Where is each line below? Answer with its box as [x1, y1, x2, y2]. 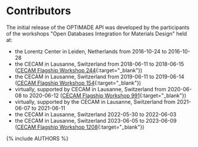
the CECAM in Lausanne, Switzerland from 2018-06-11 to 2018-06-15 [14, 60, 184, 68]
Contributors [6, 4, 71, 18]
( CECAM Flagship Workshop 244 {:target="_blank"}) [14, 66, 143, 73]
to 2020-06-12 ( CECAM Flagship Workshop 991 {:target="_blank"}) [23, 92, 187, 99]
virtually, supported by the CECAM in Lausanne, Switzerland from [14, 98, 176, 105]
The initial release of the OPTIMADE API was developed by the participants [6, 24, 190, 31]
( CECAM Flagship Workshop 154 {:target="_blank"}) [14, 79, 142, 87]
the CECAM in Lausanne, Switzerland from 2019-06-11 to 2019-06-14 [14, 73, 184, 80]
